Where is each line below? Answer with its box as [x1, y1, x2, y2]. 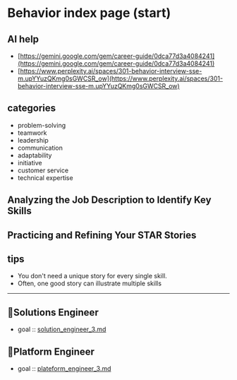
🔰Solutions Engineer [7, 306, 99, 319]
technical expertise [17, 173, 73, 182]
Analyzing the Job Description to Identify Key [7, 194, 212, 206]
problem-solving [17, 121, 66, 129]
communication [17, 143, 63, 152]
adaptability [17, 150, 52, 160]
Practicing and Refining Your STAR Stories [7, 229, 197, 241]
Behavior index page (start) [7, 5, 171, 21]
